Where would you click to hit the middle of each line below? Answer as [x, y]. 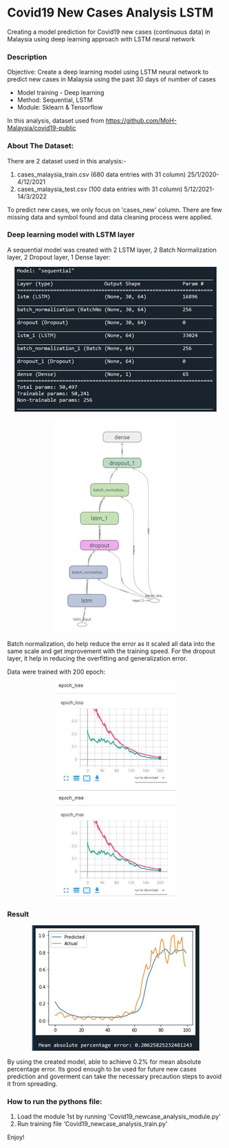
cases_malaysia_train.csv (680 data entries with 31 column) [101, 174]
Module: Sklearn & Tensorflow [60, 108]
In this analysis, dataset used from [56, 121]
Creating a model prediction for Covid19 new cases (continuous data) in [109, 32]
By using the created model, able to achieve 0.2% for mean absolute [104, 1062]
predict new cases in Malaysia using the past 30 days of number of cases [112, 79]
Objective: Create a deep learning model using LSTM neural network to [108, 72]
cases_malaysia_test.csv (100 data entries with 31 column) [100, 189]
